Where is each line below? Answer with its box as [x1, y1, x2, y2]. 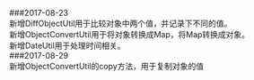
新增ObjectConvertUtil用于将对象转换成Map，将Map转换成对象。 [9, 29, 250, 39]
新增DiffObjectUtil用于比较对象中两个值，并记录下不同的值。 [9, 18, 232, 28]
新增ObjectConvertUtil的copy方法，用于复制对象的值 [9, 61, 205, 71]
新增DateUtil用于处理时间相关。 [9, 40, 126, 51]
